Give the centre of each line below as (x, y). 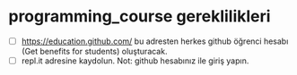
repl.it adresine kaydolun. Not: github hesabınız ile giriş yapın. (135, 61)
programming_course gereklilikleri (140, 17)
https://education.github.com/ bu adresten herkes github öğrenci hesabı (155, 41)
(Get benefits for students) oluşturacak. (94, 51)
